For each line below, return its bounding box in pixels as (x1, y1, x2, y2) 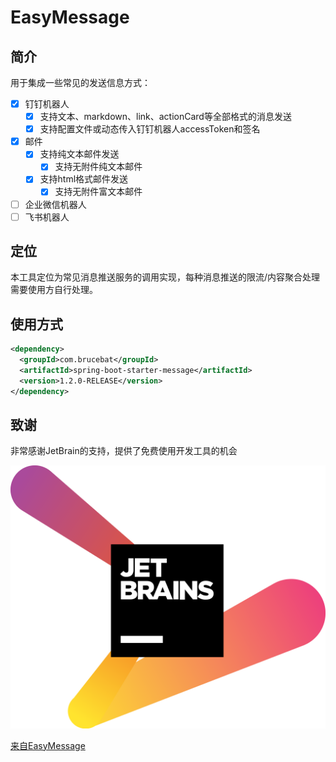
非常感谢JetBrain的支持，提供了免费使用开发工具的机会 (10, 445, 238, 457)
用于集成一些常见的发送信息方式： (10, 77, 151, 88)
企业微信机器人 (24, 198, 87, 210)
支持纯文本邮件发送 (39, 148, 120, 160)
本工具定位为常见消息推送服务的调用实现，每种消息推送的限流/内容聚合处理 (10, 271, 321, 283)
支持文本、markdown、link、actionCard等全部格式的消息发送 (39, 111, 292, 123)
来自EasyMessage (10, 739, 86, 751)
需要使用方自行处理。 (10, 284, 98, 296)
